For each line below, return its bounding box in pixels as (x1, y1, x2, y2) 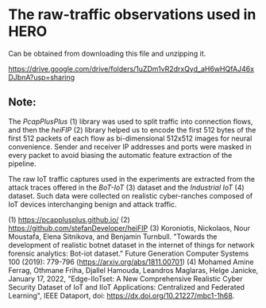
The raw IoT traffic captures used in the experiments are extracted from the (8, 174, 256, 183)
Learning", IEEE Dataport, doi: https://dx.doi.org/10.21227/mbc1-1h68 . (8, 291, 235, 300)
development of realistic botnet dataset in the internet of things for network (8, 240, 255, 249)
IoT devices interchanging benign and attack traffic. (8, 199, 177, 209)
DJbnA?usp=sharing (8, 72, 75, 82)
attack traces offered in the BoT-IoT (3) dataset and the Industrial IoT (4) (8, 183, 245, 192)
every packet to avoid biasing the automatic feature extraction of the (8, 150, 233, 160)
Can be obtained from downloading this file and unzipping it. (8, 48, 206, 58)
